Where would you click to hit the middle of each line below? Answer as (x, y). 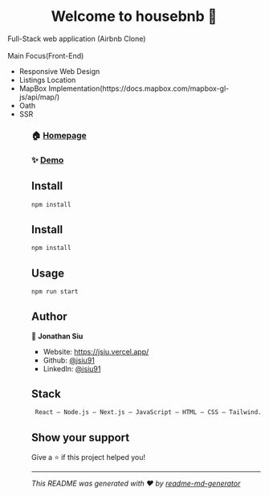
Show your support (80, 437)
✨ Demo (47, 160)
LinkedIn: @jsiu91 (72, 368)
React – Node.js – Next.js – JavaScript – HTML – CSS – (130, 412)
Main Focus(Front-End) (46, 55)
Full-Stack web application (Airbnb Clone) (77, 39)
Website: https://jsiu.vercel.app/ (96, 351)
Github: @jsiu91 (69, 360)
